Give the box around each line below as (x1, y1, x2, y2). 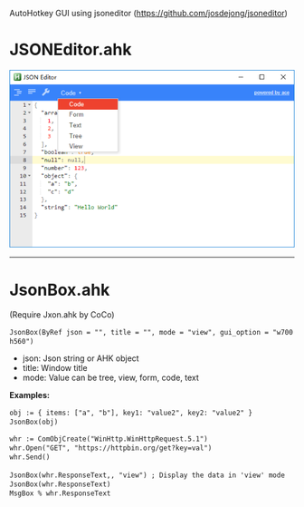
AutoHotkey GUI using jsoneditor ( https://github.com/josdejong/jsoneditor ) (9, 8, 288, 18)
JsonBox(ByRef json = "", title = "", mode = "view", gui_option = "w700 (9, 328, 294, 337)
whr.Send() (9, 453, 51, 462)
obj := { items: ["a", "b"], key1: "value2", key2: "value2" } (9, 408, 253, 418)
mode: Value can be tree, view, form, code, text (22, 372, 199, 384)
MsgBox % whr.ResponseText (9, 489, 111, 498)
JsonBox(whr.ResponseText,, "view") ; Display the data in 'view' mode (9, 471, 285, 480)
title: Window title (22, 363, 88, 374)
